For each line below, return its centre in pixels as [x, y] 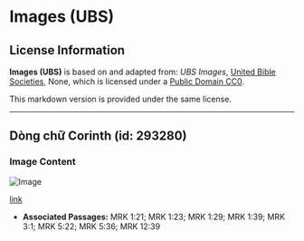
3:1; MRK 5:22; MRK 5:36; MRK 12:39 [91, 226]
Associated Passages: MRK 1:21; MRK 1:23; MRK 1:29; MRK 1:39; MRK [154, 217]
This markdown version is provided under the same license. [121, 99]
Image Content [43, 162]
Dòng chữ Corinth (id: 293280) [98, 136]
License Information [67, 50]
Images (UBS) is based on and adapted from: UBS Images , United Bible [142, 72]
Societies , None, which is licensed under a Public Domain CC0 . [127, 82]
